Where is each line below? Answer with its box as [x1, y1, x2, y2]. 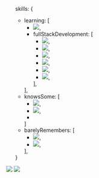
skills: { [14, 5, 33, 12]
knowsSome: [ [24, 93, 60, 100]
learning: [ [24, 17, 50, 24]
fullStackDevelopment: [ [33, 30, 94, 38]
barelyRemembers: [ [24, 127, 75, 134]
